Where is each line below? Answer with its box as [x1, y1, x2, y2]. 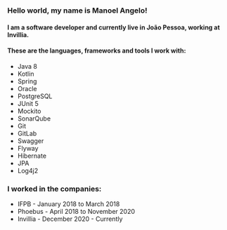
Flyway [17, 144, 39, 152]
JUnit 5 [17, 99, 39, 107]
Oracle [17, 84, 37, 93]
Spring [17, 76, 37, 86]
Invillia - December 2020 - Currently [17, 215, 123, 223]
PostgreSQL [17, 92, 53, 100]
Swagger [17, 136, 44, 145]
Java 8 [17, 62, 37, 70]
